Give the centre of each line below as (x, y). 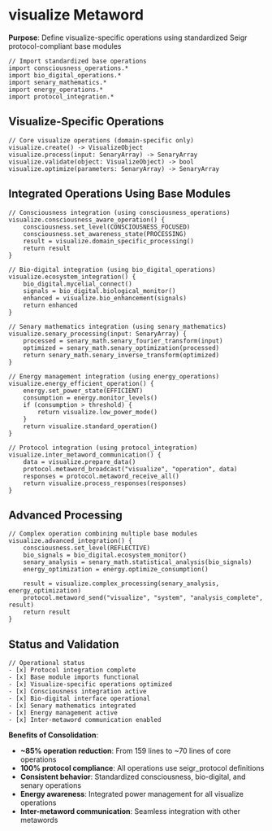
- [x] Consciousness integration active (78, 692)
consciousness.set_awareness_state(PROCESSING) (105, 234)
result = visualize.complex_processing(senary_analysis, (121, 584)
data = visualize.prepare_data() (80, 461)
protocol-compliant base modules (65, 46)
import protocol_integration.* (61, 96)
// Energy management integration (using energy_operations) (114, 376)
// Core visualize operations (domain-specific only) (101, 140)
